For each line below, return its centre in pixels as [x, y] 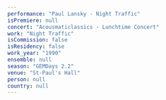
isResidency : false [36, 46]
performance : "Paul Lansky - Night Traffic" [74, 14]
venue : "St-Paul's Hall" [44, 73]
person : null [26, 79]
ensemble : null [30, 60]
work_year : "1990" [34, 54]
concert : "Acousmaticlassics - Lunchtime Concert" [83, 27]
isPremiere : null [33, 20]
